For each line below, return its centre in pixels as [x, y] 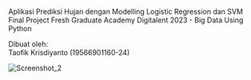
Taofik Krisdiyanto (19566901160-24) [69, 52]
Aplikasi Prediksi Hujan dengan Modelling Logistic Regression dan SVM [126, 12]
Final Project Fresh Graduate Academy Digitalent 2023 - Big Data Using [126, 20]
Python [20, 28]
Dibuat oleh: [28, 44]
